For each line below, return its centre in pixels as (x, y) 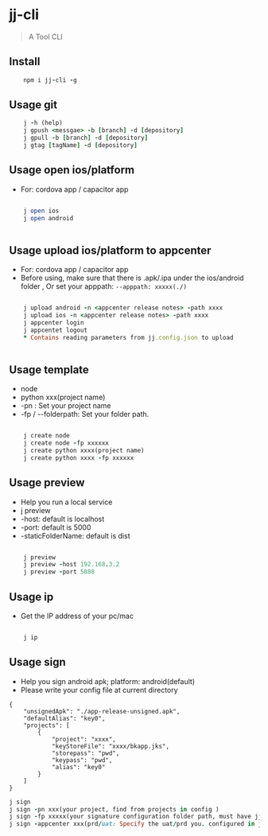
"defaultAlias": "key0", (64, 718)
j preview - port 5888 (59, 572)
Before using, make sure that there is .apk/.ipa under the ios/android (132, 278)
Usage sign (37, 662)
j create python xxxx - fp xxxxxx (79, 458)
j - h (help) (43, 123)
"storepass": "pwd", (85, 753)
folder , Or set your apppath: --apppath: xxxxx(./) (104, 286)
